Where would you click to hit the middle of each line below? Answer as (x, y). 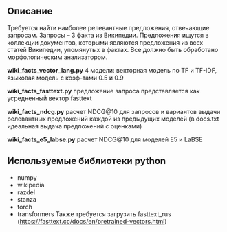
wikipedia (31, 185)
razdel (26, 192)
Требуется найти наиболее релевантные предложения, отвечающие (108, 27)
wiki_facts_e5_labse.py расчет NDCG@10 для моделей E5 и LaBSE (105, 139)
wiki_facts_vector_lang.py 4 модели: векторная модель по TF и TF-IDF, (112, 70)
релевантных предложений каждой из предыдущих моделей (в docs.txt (113, 119)
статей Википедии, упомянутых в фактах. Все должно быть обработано (113, 49)
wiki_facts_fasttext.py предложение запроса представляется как (104, 91)
